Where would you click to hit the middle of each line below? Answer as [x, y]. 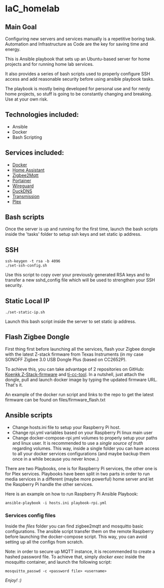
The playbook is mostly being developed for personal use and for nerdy [78, 89]
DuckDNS [22, 191]
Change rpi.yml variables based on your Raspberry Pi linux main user [82, 432]
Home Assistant [28, 170]
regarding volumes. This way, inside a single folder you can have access [86, 448]
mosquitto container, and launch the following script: [58, 562]
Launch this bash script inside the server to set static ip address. [71, 321]
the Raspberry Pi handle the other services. [49, 484]
